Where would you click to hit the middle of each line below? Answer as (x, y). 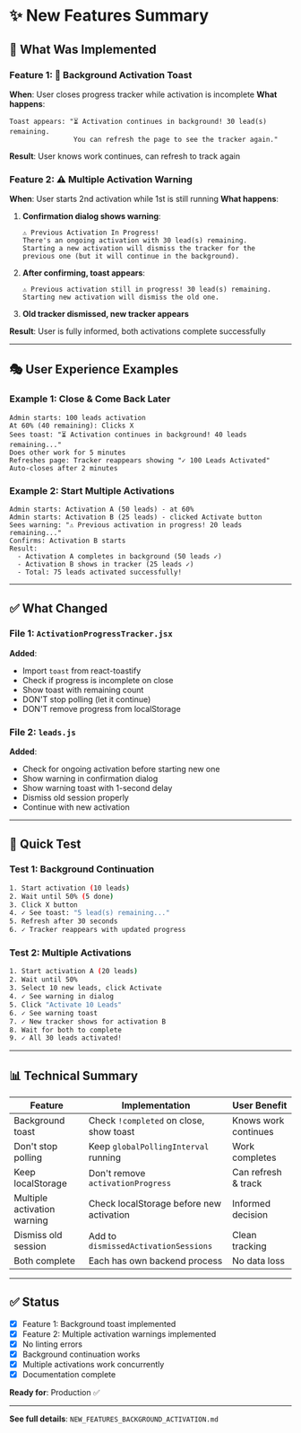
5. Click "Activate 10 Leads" (66, 1005)
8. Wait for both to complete (66, 1030)
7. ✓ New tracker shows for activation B (88, 1021)
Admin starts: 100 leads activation (77, 418)
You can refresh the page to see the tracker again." (176, 139)
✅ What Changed (59, 608)
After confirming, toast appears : (84, 273)
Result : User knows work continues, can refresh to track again (125, 156)
